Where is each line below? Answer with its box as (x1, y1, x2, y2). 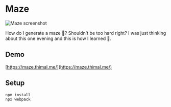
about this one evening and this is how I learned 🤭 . (5, 35, 111, 41)
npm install (5, 92, 31, 97)
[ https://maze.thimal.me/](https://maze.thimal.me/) (5, 63, 112, 70)
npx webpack (5, 97, 31, 102)
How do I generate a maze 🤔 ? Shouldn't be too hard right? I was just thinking (5, 30, 166, 36)
